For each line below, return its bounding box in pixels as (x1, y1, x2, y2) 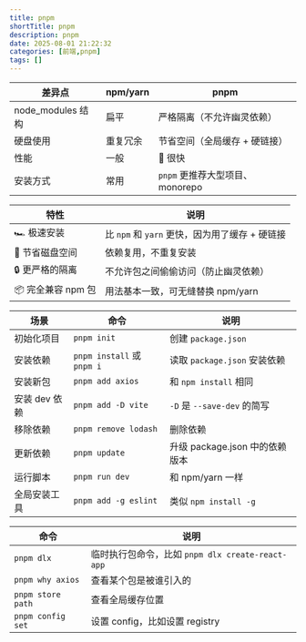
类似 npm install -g (169, 495, 257, 507)
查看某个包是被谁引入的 (90, 575, 191, 586)
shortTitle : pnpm (9, 22, 76, 31)
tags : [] (9, 56, 43, 65)
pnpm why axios (14, 575, 80, 585)
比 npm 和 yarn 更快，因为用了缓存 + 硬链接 (104, 228, 287, 240)
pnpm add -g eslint (73, 495, 158, 505)
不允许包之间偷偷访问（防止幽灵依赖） (104, 265, 270, 278)
